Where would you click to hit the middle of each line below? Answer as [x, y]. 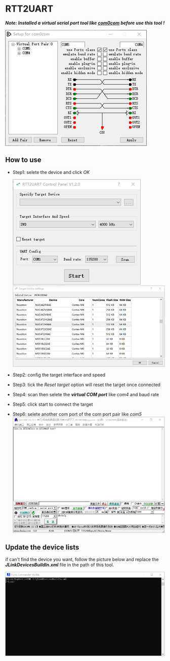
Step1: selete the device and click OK [51, 172]
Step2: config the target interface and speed [59, 375]
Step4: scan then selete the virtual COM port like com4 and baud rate [86, 395]
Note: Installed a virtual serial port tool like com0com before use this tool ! [85, 23]
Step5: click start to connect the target [53, 404]
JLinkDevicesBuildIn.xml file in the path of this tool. [60, 565]
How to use [23, 160]
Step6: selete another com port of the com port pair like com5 [77, 414]
